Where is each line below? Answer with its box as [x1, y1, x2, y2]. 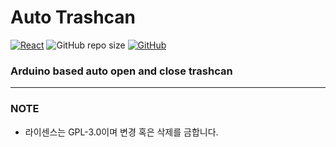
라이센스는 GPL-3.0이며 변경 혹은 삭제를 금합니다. [24, 126, 219, 138]
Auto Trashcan [10, 6, 137, 29]
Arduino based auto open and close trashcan [10, 64, 233, 78]
